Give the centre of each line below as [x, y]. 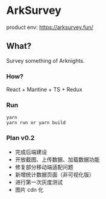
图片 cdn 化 [29, 189]
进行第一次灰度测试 [39, 182]
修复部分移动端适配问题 [44, 167]
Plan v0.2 [20, 138]
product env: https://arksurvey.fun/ [50, 27]
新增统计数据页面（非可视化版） [55, 174]
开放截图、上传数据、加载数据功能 [57, 159]
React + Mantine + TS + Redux [44, 90]
